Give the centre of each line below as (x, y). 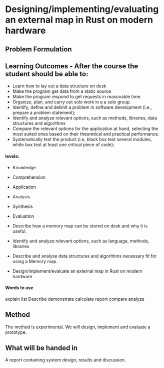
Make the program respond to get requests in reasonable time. (77, 97)
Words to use (19, 288)
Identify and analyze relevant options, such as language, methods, (81, 241)
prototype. (16, 332)
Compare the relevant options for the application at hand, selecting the (85, 129)
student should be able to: (47, 74)
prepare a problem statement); (44, 113)
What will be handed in (41, 348)
